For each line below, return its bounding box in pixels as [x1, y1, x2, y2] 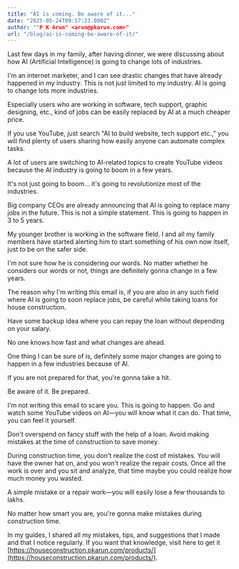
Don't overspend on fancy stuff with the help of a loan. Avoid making [7, 430, 209, 439]
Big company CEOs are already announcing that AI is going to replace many [7, 201, 230, 210]
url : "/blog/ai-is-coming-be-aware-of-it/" [7, 30, 139, 38]
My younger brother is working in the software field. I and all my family [7, 230, 215, 239]
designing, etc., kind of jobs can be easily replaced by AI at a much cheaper [7, 108, 230, 116]
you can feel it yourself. [7, 416, 76, 425]
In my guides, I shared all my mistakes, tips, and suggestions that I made [7, 530, 220, 539]
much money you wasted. [7, 474, 83, 483]
